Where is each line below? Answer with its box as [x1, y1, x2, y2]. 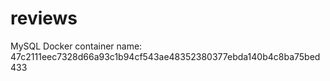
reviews [10, 7, 78, 30]
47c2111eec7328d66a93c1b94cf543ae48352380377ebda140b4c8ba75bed [10, 50, 321, 62]
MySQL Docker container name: [10, 40, 143, 52]
